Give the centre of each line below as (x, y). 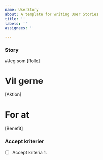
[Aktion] (13, 94)
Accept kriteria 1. (29, 152)
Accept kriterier (25, 141)
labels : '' (16, 24)
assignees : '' (20, 28)
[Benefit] (14, 128)
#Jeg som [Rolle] (23, 61)
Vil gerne (24, 81)
